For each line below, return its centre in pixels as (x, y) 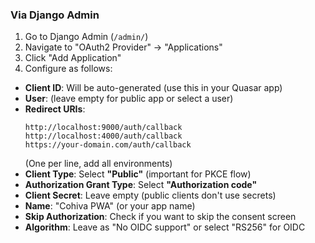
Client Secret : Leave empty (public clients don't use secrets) (150, 195)
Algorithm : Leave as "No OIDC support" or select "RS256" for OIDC (165, 227)
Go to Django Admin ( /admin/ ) (86, 37)
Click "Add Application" (73, 58)
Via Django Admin (55, 15)
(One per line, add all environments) (98, 164)
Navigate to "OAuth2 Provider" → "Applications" (123, 47)
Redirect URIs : (55, 109)
